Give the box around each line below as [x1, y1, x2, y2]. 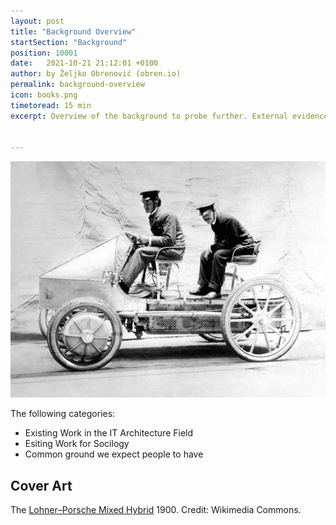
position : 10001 [10, 48, 78, 58]
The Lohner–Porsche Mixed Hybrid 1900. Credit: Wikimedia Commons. [10, 504, 302, 516]
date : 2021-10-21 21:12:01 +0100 [10, 58, 159, 69]
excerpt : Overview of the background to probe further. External [10, 111, 288, 121]
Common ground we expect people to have [24, 448, 204, 460]
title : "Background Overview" [10, 26, 137, 37]
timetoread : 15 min [10, 100, 92, 110]
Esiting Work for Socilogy [24, 438, 130, 450]
